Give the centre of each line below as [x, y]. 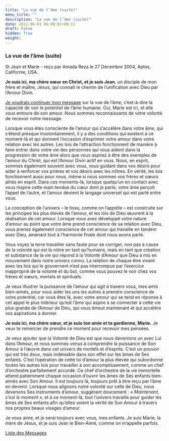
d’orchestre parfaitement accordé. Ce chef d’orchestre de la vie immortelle [83, 371]
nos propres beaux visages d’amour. [43, 408]
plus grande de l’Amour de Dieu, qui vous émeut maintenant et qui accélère [83, 308]
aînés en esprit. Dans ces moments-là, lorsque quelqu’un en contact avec [82, 182]
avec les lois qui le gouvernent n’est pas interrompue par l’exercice [75, 266]
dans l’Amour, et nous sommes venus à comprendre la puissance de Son [81, 344]
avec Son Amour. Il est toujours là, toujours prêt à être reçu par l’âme [90, 381]
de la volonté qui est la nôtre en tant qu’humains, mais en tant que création [83, 250]
